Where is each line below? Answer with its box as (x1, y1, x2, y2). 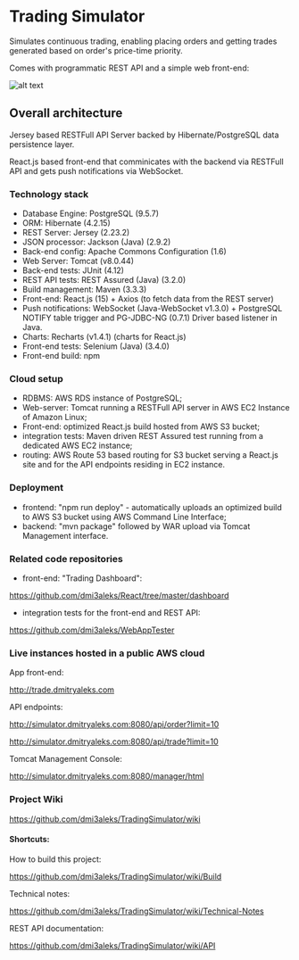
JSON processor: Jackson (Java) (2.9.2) (21, 236, 171, 247)
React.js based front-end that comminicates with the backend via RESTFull (9, 156, 284, 167)
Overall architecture (9, 105, 123, 121)
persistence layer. (9, 138, 75, 149)
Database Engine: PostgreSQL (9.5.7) (21, 208, 159, 219)
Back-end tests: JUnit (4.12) (21, 265, 125, 276)
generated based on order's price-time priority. (9, 45, 183, 55)
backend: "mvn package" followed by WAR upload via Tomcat (21, 520, 251, 532)
